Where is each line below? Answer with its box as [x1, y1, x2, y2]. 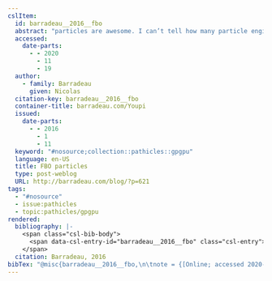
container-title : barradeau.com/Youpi [15, 102, 147, 110]
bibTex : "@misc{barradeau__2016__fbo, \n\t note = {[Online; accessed [7, 260, 244, 268]
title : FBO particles [15, 163, 89, 171]
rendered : [7, 215, 41, 224]
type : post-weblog [15, 170, 78, 178]
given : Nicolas [28, 87, 81, 96]
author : [15, 72, 41, 80]
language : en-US [15, 155, 70, 163]
